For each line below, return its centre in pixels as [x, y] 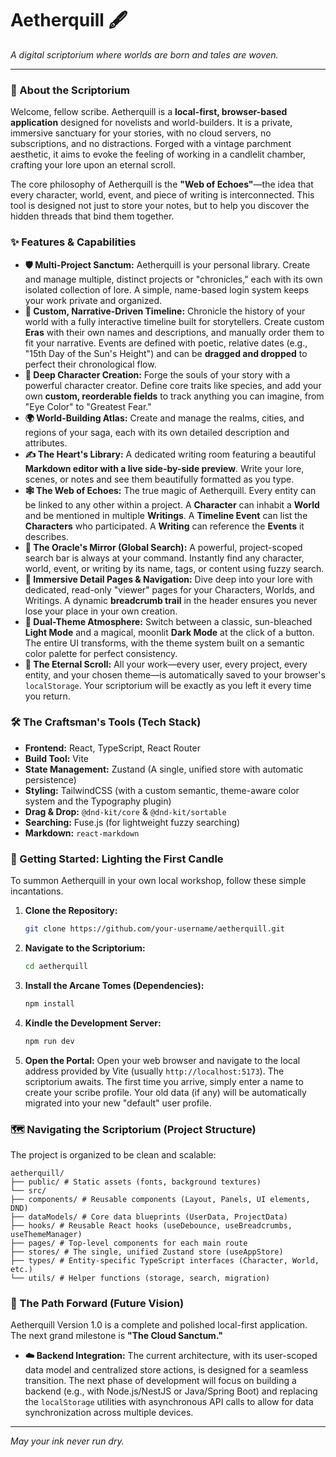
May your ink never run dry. [67, 1441]
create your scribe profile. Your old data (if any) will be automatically [165, 1092]
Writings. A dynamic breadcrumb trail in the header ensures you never [171, 600]
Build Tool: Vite [56, 758]
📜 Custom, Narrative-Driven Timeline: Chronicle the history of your [165, 311]
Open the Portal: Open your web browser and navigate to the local [162, 1060]
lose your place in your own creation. [101, 611]
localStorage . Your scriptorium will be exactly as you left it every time [168, 685]
